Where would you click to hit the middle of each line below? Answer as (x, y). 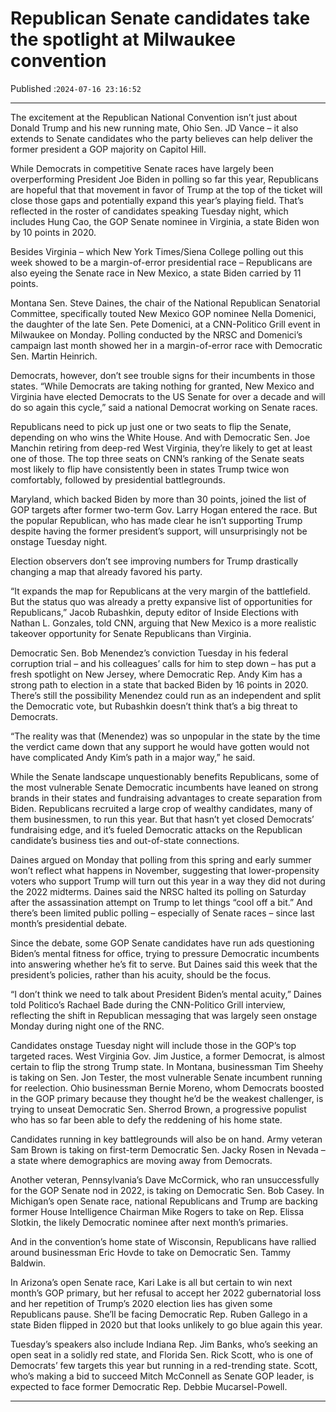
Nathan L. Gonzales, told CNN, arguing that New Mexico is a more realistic (163, 623)
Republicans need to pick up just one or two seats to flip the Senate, (151, 426)
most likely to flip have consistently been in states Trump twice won (150, 469)
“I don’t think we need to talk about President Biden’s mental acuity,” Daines (166, 994)
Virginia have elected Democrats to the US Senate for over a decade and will (168, 396)
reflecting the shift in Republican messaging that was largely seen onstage (164, 1015)
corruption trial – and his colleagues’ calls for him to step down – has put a (163, 663)
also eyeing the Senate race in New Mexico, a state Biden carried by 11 (156, 273)
